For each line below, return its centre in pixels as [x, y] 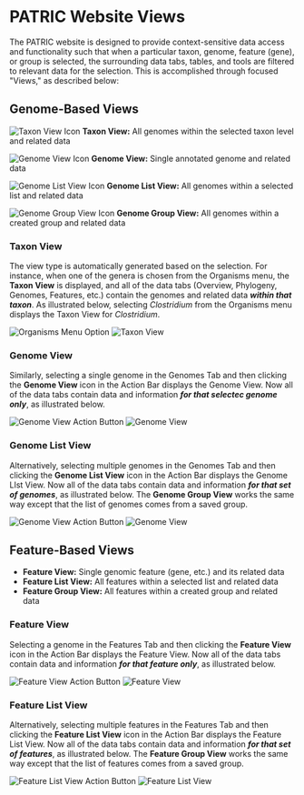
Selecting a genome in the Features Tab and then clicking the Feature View [151, 644]
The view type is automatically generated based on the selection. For [138, 267]
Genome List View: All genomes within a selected [200, 186]
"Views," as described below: [64, 80]
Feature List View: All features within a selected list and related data [150, 582]
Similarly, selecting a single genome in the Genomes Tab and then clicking [148, 376]
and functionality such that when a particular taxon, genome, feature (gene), [152, 51]
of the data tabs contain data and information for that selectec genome [143, 395]
